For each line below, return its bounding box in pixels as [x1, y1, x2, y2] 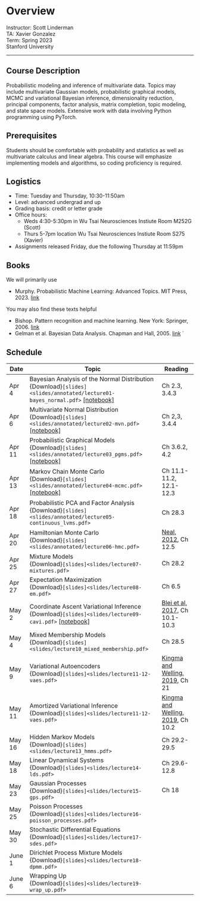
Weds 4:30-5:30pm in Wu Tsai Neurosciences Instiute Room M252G [23, 218, 192, 225]
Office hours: [14, 211, 48, 218]
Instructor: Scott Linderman [6, 24, 74, 31]
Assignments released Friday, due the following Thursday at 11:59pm [14, 243, 183, 250]
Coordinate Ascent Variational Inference [29, 603, 142, 610]
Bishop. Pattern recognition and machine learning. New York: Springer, [14, 317, 189, 325]
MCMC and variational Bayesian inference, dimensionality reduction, [6, 94, 174, 101]
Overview [6, 4, 55, 18]
